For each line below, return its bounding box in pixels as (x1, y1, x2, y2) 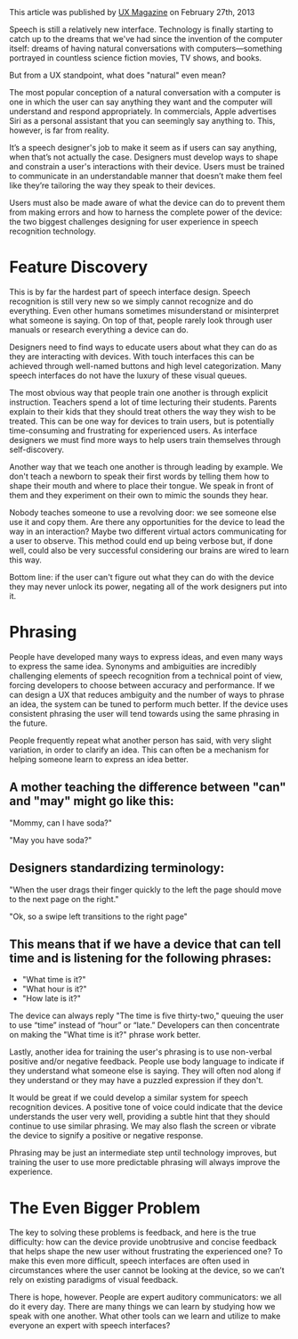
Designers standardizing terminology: (9, 860, 225, 875)
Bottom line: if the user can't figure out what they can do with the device (9, 571, 274, 582)
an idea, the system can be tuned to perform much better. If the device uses (9, 698, 289, 710)
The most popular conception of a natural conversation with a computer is (9, 87, 281, 97)
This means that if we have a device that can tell (9, 936, 282, 951)
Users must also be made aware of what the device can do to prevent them (9, 198, 286, 208)
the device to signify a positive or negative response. (9, 1130, 204, 1141)
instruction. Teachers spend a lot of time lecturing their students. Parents (9, 397, 278, 407)
